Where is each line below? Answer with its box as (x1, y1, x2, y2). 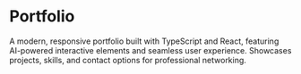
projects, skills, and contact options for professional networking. (9, 54, 246, 65)
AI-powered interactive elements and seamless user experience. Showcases (9, 45, 292, 55)
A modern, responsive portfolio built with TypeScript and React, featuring (9, 36, 279, 46)
